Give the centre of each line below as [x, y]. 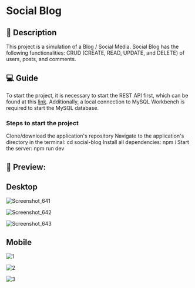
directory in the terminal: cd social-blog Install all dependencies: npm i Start [98, 142]
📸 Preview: [26, 167]
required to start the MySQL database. [53, 108]
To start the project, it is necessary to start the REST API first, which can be [97, 95]
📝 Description [31, 33]
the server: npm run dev [35, 149]
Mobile [19, 242]
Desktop [22, 187]
